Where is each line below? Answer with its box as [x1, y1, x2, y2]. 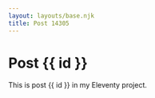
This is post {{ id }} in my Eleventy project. [8, 80, 148, 90]
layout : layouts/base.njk [8, 11, 94, 20]
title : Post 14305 [8, 19, 70, 27]
